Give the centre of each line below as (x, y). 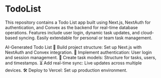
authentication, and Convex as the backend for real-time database (72, 27)
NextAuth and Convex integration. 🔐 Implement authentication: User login (79, 52)
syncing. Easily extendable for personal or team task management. (85, 38)
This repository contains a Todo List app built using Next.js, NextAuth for (78, 22)
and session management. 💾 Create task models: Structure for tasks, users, (81, 57)
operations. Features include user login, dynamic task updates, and (72, 32)
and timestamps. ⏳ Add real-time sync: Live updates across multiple (73, 63)
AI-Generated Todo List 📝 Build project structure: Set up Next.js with (73, 47)
